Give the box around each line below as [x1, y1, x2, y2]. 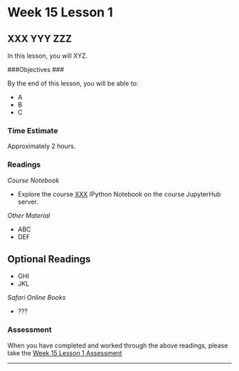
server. [17, 197, 39, 206]
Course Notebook [7, 176, 60, 184]
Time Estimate [7, 125, 58, 135]
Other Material [7, 211, 51, 219]
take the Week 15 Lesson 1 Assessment [7, 348, 122, 357]
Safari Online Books [7, 293, 66, 302]
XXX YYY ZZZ [7, 33, 73, 45]
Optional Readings [7, 253, 91, 265]
